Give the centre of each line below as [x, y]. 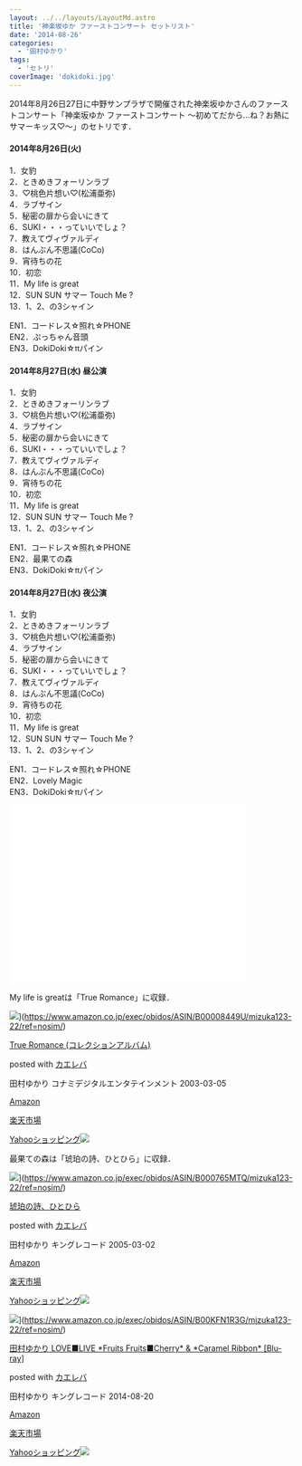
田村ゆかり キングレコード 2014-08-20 [81, 1396]
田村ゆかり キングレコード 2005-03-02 [82, 1245]
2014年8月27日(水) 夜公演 [58, 592]
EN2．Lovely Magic [46, 781]
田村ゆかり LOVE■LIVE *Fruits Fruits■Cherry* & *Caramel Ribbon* [136, 1348]
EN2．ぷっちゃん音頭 [49, 337]
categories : [32, 43]
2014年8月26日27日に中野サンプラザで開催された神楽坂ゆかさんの [133, 103]
